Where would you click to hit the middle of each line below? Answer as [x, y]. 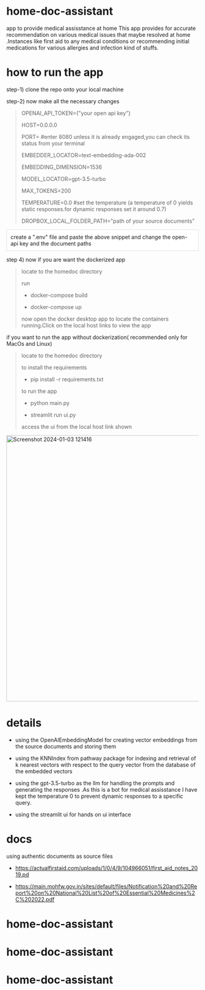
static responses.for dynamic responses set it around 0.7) [94, 209]
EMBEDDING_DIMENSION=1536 [62, 167]
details [24, 723]
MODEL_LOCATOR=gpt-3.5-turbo [63, 179]
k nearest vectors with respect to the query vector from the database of [105, 765]
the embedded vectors [44, 771]
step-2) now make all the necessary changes [63, 101]
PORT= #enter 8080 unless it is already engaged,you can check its [106, 136]
